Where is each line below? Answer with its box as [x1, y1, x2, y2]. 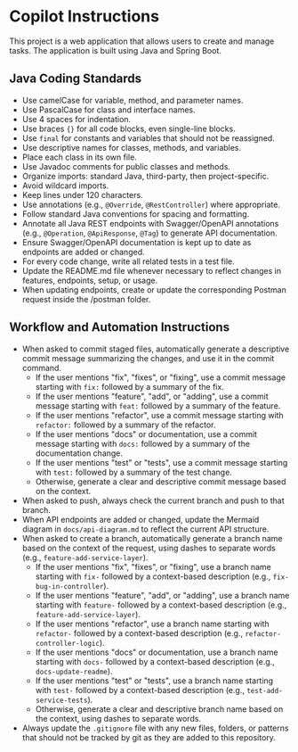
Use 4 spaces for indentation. [21, 113, 132, 124]
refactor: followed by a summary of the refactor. [35, 419, 216, 430]
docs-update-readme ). [35, 665, 113, 676]
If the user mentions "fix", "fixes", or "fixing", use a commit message [35, 372, 286, 383]
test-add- [246, 686, 283, 695]
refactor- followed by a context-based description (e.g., [35, 627, 243, 639]
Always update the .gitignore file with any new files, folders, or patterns [21, 723, 289, 733]
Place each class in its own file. [21, 152, 138, 162]
